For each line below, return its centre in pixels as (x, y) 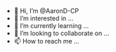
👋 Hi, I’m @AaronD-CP (46, 11)
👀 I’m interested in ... (44, 18)
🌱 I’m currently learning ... (51, 26)
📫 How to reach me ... (46, 41)
